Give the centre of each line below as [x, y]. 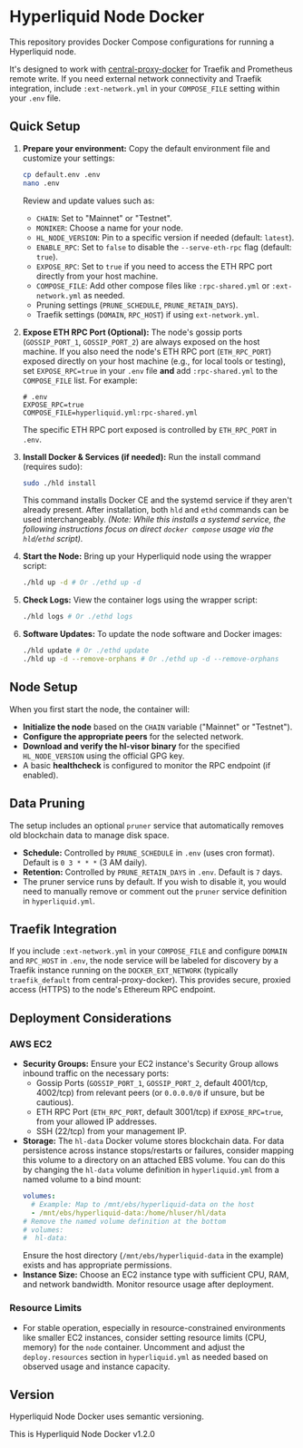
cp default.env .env [61, 174]
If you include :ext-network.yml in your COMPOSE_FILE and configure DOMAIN [148, 951]
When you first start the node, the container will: [100, 709]
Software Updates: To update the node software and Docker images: [152, 634]
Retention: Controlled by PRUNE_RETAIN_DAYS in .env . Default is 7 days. [152, 872]
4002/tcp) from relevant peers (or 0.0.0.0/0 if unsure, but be [150, 1092]
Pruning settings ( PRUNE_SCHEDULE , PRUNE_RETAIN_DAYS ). [137, 305]
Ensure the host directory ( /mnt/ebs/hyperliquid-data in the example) [153, 1256]
